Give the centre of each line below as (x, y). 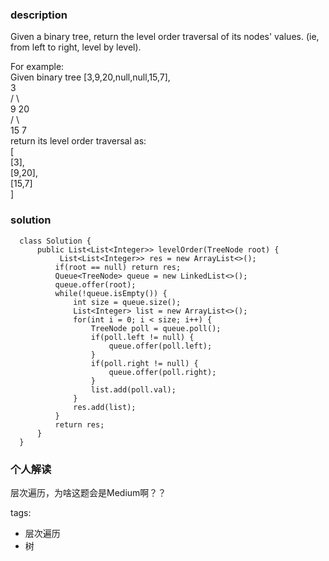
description (39, 15)
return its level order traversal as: (78, 141)
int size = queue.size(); (127, 302)
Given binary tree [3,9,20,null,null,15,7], (90, 77)
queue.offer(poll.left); (160, 346)
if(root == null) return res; (118, 267)
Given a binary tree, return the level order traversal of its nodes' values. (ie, (165, 37)
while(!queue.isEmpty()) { (111, 293)
